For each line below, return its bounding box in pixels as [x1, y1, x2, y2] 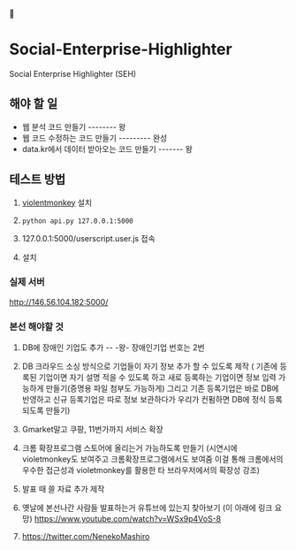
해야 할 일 [9, 96, 58, 111]
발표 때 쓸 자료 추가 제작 [21, 484, 105, 494]
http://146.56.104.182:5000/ [9, 296, 109, 307]
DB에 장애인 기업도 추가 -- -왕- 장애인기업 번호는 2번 [21, 342, 205, 353]
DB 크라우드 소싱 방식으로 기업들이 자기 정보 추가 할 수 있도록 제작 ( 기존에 [21, 361, 278, 371]
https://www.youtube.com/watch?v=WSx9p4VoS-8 [34, 514, 222, 524]
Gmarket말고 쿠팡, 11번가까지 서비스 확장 [21, 424, 163, 435]
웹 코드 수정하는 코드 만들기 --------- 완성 [21, 133, 168, 143]
